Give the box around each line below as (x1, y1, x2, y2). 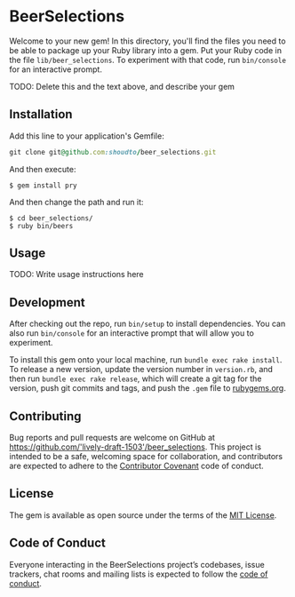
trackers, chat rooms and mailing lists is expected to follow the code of (9, 569, 268, 579)
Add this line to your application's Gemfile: (9, 131, 164, 141)
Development (9, 295, 86, 310)
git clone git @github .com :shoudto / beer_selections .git (9, 147, 217, 156)
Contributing (9, 409, 82, 424)
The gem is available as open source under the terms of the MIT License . (9, 509, 277, 521)
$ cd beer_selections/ (9, 213, 93, 223)
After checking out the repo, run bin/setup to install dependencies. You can (9, 318, 286, 330)
